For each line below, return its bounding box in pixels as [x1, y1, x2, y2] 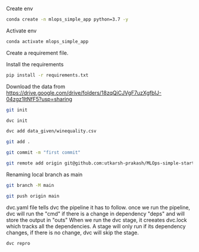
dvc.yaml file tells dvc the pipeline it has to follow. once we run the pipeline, [6, 203, 191, 211]
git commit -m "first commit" [6, 150, 81, 156]
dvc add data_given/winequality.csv [6, 128, 97, 134]
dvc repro [6, 240, 31, 246]
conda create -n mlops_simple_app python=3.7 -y [6, 17, 129, 22]
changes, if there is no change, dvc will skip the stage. [6, 229, 139, 236]
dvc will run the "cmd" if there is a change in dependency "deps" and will [6, 210, 185, 217]
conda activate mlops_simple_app [6, 38, 89, 44]
